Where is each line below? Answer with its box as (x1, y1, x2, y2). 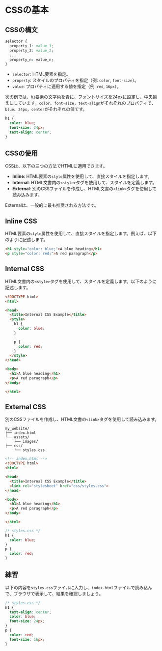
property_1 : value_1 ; (9, 43, 54, 48)
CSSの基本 (5, 4, 49, 16)
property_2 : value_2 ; (9, 48, 54, 53)
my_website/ (5, 426, 29, 431)
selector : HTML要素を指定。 (12, 71, 71, 77)
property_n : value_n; (9, 57, 54, 62)
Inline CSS (5, 217, 37, 225)
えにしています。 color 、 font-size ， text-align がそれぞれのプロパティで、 (5, 100, 156, 106)
